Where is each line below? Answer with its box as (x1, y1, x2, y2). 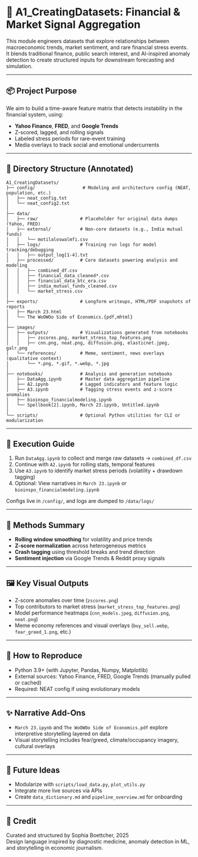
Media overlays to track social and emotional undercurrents (14, 141, 160, 148)
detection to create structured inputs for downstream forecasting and (6, 56, 175, 63)
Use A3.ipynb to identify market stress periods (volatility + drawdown (14, 467, 183, 475)
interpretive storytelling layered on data (14, 730, 111, 737)
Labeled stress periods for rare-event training (14, 135, 126, 142)
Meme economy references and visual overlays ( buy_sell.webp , (14, 622, 169, 629)
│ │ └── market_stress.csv (6, 288, 83, 294)
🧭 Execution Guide (6, 439, 75, 449)
